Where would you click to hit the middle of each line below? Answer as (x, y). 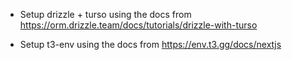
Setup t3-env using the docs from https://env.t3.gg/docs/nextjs (150, 44)
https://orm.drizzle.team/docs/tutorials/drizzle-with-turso (138, 25)
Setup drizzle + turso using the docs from (105, 14)
